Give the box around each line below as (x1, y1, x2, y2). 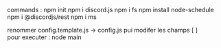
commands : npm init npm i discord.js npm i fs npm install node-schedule (7, 6, 214, 14)
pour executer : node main (7, 33, 82, 41)
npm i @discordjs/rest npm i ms (7, 13, 97, 21)
